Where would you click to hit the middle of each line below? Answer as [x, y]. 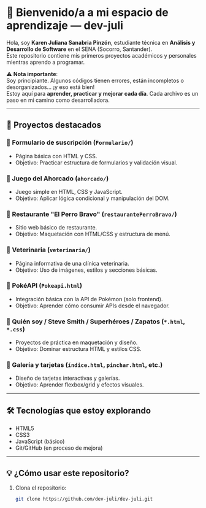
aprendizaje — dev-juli [65, 25]
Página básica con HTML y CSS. [56, 156]
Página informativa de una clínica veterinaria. [72, 263]
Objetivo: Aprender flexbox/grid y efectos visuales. [79, 385]
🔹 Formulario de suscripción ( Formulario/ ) [70, 142]
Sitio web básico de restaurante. [56, 228]
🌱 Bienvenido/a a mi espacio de [87, 13]
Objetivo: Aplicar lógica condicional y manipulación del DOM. [92, 198]
